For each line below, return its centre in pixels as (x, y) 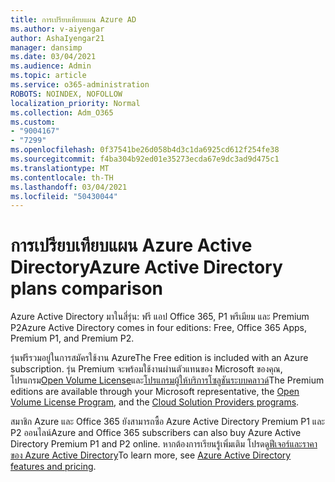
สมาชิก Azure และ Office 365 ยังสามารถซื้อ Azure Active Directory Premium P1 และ (167, 422)
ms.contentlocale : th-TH (62, 177)
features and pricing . (53, 467)
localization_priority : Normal (75, 103)
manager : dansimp (46, 47)
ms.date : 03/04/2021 (53, 57)
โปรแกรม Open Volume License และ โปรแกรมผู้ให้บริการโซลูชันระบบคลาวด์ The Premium (167, 380)
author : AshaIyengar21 (57, 38)
